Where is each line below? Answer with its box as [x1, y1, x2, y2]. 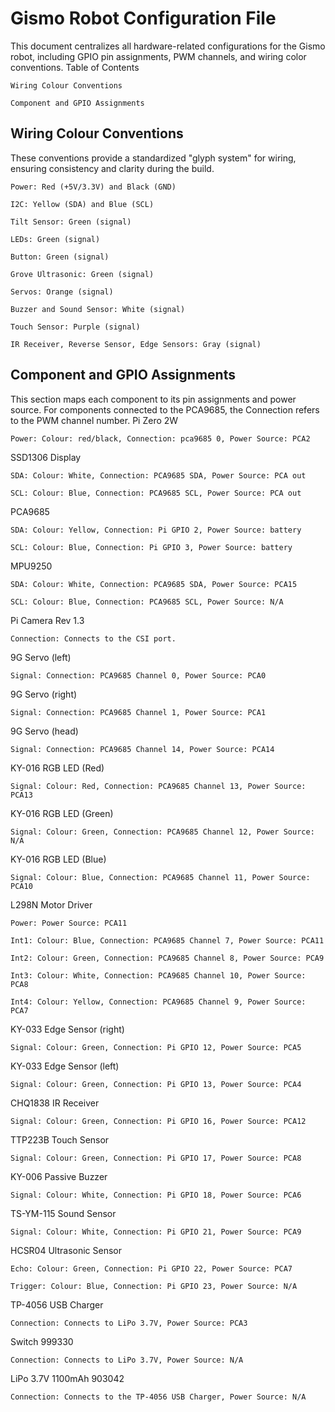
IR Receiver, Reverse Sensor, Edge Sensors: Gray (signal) [10, 339, 262, 349]
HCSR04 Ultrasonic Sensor [10, 1244, 123, 1256]
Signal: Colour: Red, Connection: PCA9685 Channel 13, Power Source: [10, 781, 307, 791]
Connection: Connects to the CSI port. [10, 633, 177, 644]
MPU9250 [10, 560, 53, 572]
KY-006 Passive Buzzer [10, 1170, 108, 1182]
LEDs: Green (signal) [10, 234, 101, 244]
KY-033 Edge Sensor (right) [10, 1023, 125, 1035]
